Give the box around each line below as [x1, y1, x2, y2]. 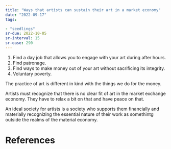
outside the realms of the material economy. [5, 116, 98, 122]
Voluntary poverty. [12, 70, 52, 77]
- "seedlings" [5, 26, 36, 31]
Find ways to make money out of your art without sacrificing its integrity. [12, 65, 165, 71]
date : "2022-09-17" [5, 12, 47, 17]
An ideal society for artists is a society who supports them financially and [5, 106, 160, 112]
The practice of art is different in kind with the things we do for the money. [5, 80, 162, 87]
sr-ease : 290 [5, 40, 33, 46]
